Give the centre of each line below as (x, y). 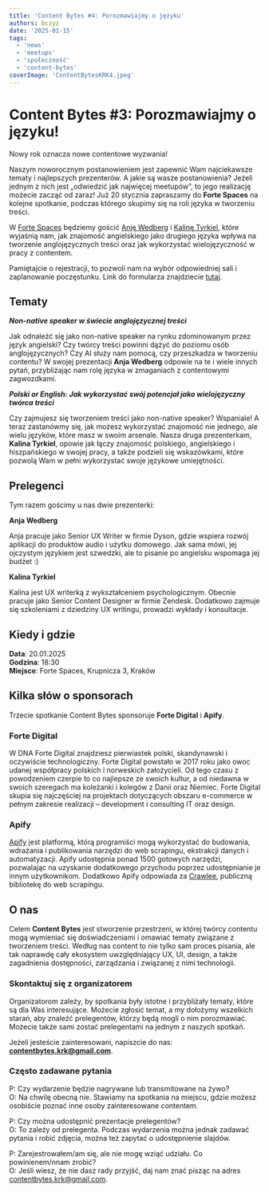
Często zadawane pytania (61, 1071)
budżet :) (24, 562)
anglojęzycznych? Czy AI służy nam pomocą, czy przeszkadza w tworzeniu (133, 353)
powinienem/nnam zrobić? (53, 1162)
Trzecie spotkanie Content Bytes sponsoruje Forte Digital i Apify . (117, 715)
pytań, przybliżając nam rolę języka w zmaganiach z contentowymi (119, 370)
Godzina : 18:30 (34, 662)
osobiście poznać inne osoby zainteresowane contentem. (104, 1105)
